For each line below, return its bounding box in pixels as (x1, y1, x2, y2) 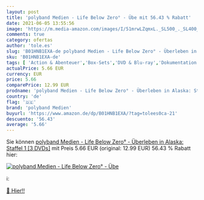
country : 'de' (6, 93, 42, 99)
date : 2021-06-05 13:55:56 (6, 20, 75, 26)
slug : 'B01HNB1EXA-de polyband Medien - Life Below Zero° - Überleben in (6, 48, 197, 55)
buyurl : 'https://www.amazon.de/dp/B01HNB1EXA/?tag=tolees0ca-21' (6, 110, 178, 116)
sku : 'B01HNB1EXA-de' (6, 54, 61, 60)
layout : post (6, 8, 39, 15)
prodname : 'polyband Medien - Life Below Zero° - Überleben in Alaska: (6, 88, 191, 94)
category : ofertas (6, 37, 53, 43)
